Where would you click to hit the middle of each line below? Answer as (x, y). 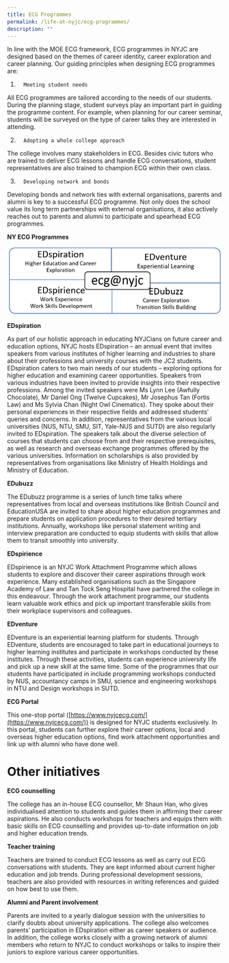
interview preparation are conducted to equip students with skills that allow (113, 533)
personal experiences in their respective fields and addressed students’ (108, 412)
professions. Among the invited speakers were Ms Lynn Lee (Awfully (104, 390)
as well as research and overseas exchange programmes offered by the (108, 448)
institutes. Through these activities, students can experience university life (112, 659)
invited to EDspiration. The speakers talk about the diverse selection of (107, 433)
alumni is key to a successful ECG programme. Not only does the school (109, 202)
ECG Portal (23, 701)
